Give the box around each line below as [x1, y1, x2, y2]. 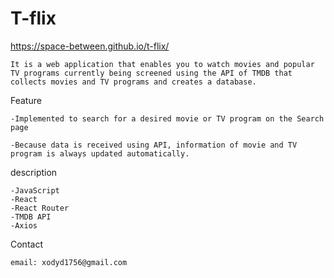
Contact [10, 238, 43, 250]
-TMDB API [10, 212, 52, 222]
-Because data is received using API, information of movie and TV [10, 140, 298, 150]
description [10, 166, 58, 178]
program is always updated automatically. [10, 148, 190, 159]
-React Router [10, 203, 70, 213]
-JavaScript [10, 185, 60, 196]
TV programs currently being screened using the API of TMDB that [10, 68, 293, 78]
